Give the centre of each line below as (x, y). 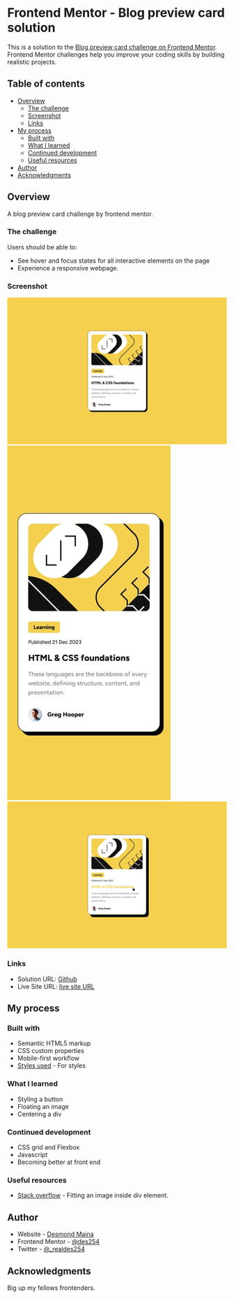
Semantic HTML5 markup (54, 1043)
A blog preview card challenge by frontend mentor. (80, 214)
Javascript (32, 1155)
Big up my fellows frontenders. (51, 1288)
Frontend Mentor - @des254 (58, 1242)
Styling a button (40, 1099)
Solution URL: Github (47, 979)
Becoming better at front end (59, 1162)
